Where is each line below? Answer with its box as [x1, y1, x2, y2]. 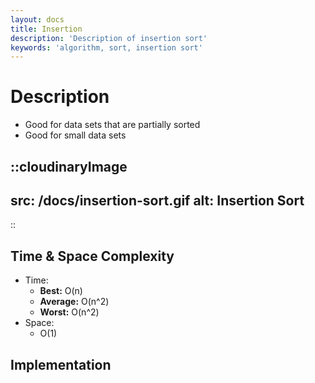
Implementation [10, 356, 112, 373]
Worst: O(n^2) [39, 306, 100, 318]
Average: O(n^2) [39, 296, 110, 308]
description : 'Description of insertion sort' [10, 33, 208, 43]
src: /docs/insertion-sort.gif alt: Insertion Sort [10, 192, 305, 209]
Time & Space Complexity [10, 247, 175, 265]
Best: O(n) [39, 285, 83, 297]
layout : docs [10, 14, 65, 25]
